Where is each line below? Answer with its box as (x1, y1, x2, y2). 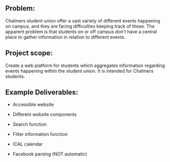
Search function (12, 121, 47, 127)
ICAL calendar (12, 141, 43, 147)
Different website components (12, 111, 77, 118)
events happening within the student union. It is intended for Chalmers (5, 67, 154, 74)
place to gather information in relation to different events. (5, 34, 126, 40)
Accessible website (12, 102, 54, 108)
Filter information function (12, 131, 68, 137)
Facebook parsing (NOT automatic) (12, 151, 88, 157)
